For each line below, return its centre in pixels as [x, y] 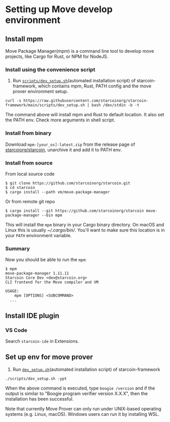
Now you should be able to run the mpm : [46, 259]
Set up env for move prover [49, 357]
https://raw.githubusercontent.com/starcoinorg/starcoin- [86, 101]
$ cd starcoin [20, 187]
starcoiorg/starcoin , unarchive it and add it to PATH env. [64, 150]
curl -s [13, 101]
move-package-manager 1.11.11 [37, 273]
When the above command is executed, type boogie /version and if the [80, 388]
